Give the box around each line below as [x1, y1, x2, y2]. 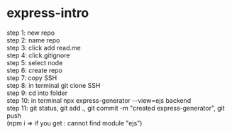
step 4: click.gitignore [6, 51, 70, 60]
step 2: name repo [6, 35, 60, 44]
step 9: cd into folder [6, 89, 68, 97]
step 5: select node [6, 58, 63, 67]
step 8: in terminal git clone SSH [6, 81, 101, 89]
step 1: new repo [6, 28, 55, 37]
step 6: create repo [6, 66, 63, 74]
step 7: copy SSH [6, 73, 57, 82]
